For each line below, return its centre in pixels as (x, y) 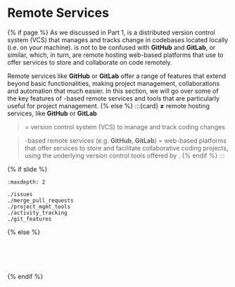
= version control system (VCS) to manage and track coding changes (125, 127)
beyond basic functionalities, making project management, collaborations (114, 83)
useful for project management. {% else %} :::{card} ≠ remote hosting (108, 106)
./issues (20, 194)
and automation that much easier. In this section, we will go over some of (113, 91)
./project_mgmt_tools (39, 206)
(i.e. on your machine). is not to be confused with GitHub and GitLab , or (112, 47)
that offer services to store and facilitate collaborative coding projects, (126, 148)
